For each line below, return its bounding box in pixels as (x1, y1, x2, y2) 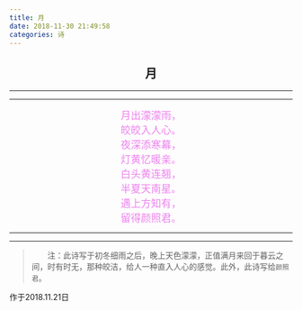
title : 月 (9, 13, 45, 23)
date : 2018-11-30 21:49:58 (9, 22, 111, 31)
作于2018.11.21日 (9, 292, 69, 303)
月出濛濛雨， (120, 109, 182, 123)
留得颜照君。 (120, 212, 182, 225)
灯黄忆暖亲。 (120, 153, 182, 167)
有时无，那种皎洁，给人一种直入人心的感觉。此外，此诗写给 (55, 261, 276, 272)
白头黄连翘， (120, 168, 182, 181)
